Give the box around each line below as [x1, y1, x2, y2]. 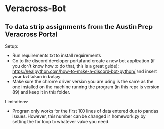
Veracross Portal [5, 30, 58, 38]
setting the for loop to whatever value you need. [12, 119, 109, 124]
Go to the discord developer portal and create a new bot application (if [12, 58, 155, 64]
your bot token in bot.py [12, 74, 61, 79]
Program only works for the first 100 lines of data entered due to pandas [12, 108, 159, 114]
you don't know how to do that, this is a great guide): [12, 63, 119, 69]
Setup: [5, 43, 19, 49]
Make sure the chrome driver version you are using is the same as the [12, 79, 154, 84]
